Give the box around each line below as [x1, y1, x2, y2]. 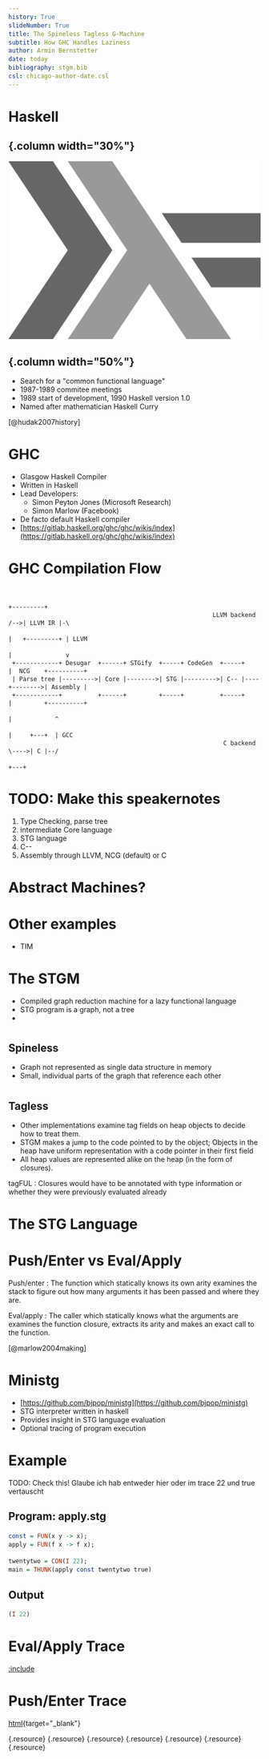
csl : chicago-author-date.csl [8, 72, 110, 80]
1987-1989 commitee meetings [19, 385, 122, 394]
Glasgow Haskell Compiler [19, 471, 107, 481]
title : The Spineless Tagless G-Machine [8, 30, 146, 38]
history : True [8, 13, 56, 21]
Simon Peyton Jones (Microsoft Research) [31, 497, 172, 506]
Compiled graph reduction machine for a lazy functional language [19, 996, 237, 1006]
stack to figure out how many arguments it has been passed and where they [8, 1287, 259, 1297]
